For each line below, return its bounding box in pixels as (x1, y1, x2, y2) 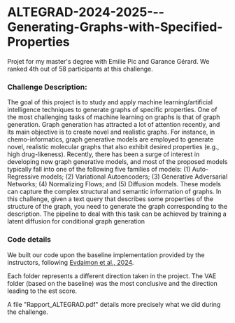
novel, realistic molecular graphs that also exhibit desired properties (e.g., (7, 143, 220, 151)
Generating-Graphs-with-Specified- (7, 19, 223, 35)
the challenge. (7, 308, 49, 316)
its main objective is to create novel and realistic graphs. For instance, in (7, 128, 215, 137)
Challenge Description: (7, 82, 87, 92)
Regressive (7, 172, 40, 181)
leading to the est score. (7, 287, 78, 295)
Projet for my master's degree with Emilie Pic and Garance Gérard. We (7, 57, 210, 65)
